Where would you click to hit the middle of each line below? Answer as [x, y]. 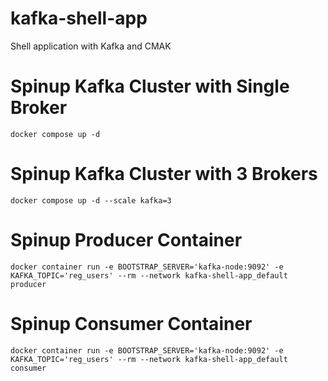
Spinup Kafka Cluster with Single [150, 86]
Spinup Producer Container [126, 240]
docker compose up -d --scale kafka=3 [91, 200]
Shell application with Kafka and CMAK [91, 46]
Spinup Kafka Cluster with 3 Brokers [164, 174]
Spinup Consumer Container [131, 323]
